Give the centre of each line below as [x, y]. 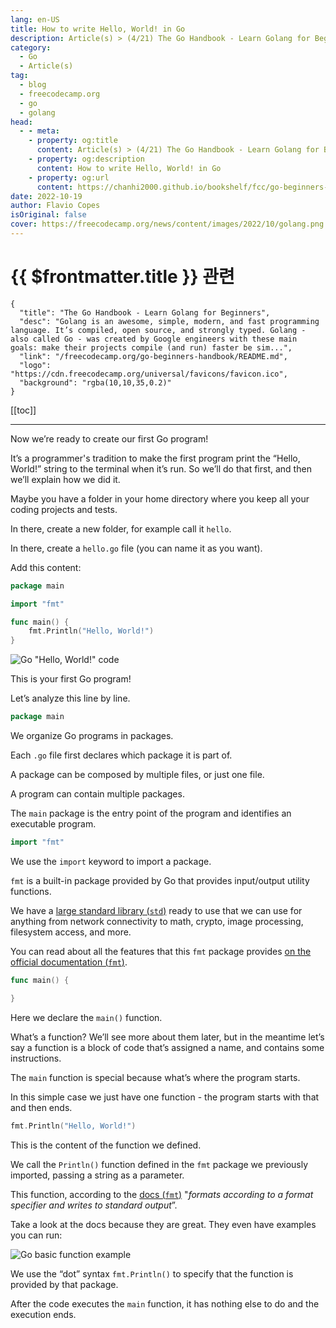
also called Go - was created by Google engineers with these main [154, 339]
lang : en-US [35, 19]
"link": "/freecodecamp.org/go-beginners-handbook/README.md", [153, 356]
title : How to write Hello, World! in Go [98, 29]
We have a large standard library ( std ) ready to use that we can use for [156, 910]
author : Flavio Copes [55, 206]
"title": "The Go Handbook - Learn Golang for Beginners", [145, 312]
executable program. [53, 824]
